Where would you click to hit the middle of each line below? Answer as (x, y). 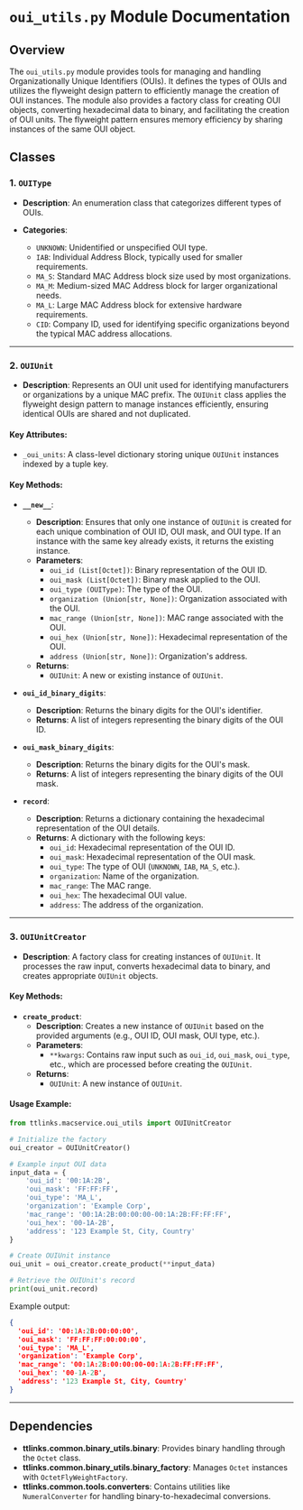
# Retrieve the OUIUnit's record (72, 1281)
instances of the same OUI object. (73, 129)
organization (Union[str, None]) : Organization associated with (168, 599)
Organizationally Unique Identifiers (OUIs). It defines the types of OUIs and (148, 81)
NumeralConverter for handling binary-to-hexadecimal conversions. (147, 1496)
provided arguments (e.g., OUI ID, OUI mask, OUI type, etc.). (147, 1036)
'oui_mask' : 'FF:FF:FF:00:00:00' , (82, 1340)
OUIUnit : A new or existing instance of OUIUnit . (136, 676)
